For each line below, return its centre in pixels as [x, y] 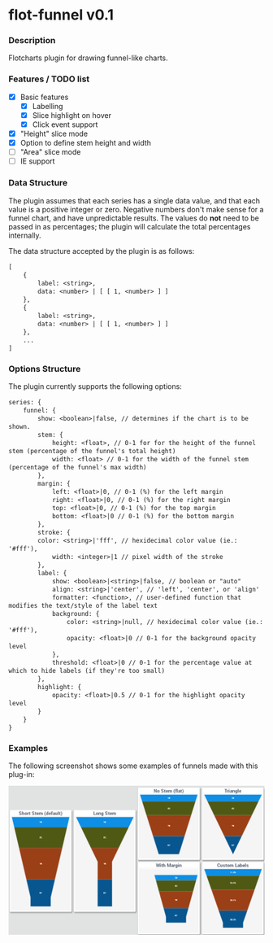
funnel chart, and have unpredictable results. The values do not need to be [134, 218]
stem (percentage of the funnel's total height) [92, 451]
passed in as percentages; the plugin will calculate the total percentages [130, 226]
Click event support [65, 124]
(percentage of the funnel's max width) [78, 467]
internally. [25, 235]
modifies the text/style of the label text [83, 605]
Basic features [44, 97]
